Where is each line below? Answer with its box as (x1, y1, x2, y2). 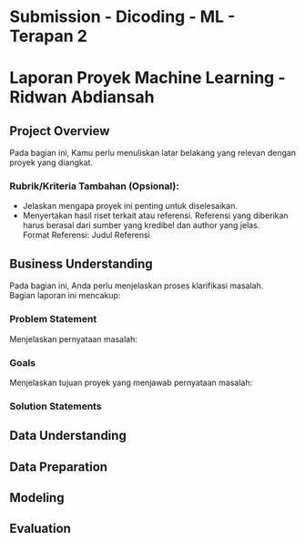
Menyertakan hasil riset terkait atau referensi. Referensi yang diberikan (22, 210, 289, 221)
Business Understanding (9, 255, 153, 271)
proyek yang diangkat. (9, 157, 94, 168)
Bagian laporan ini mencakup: (9, 290, 121, 301)
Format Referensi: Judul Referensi (22, 230, 150, 241)
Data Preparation (9, 459, 107, 474)
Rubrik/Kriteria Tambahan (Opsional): (9, 180, 179, 193)
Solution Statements (9, 400, 102, 412)
